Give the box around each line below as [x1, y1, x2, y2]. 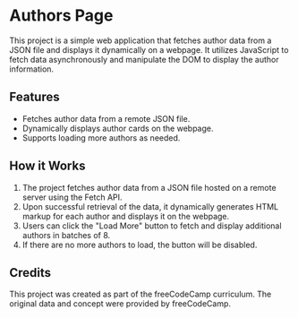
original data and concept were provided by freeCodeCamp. [9, 298, 231, 309]
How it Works [9, 159, 86, 174]
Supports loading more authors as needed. [21, 132, 181, 143]
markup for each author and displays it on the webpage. [21, 211, 230, 221]
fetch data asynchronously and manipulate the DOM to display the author [9, 54, 279, 64]
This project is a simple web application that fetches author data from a [9, 35, 272, 46]
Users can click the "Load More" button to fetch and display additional [21, 220, 282, 231]
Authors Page [9, 5, 114, 26]
